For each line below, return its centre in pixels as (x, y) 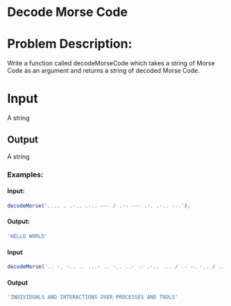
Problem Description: (70, 44)
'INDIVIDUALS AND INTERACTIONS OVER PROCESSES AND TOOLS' (93, 297)
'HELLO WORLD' (28, 236)
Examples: (25, 175)
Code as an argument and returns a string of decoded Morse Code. (103, 71)
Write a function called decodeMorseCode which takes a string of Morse (111, 63)
